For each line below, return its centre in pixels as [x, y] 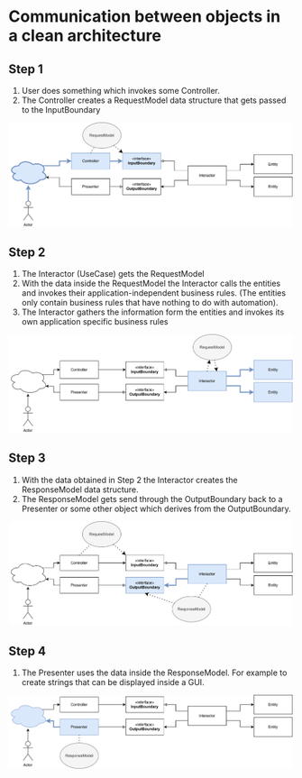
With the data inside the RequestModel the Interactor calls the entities [151, 284]
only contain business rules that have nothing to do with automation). [150, 303]
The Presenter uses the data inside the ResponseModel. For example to [154, 673]
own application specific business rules [95, 322]
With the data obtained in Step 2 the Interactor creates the [129, 480]
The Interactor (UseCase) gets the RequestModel [113, 274]
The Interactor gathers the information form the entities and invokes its [153, 312]
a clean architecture [85, 36]
